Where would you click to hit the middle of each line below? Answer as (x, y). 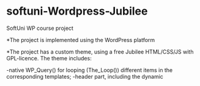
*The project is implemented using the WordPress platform (81, 40)
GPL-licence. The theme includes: (49, 58)
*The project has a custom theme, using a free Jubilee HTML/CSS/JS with (100, 52)
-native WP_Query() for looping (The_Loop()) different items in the (90, 70)
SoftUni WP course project (40, 28)
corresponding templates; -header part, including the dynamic (85, 76)
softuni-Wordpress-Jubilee (77, 11)
